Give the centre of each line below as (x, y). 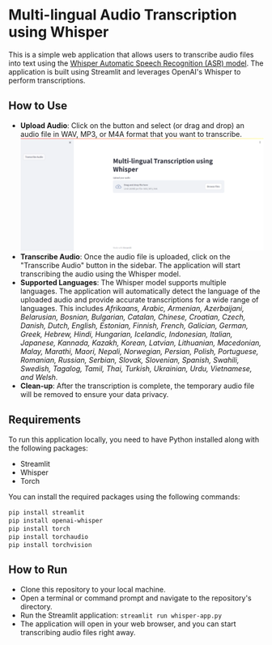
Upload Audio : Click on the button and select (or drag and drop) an (132, 125)
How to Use (38, 106)
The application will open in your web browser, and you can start (128, 624)
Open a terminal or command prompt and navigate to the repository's (136, 598)
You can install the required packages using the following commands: (124, 497)
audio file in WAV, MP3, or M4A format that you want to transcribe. (131, 134)
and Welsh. (39, 378)
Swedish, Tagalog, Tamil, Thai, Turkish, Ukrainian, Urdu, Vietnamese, (136, 369)
